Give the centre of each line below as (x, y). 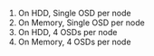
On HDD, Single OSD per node (74, 13)
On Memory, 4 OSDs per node (74, 42)
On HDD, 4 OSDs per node (67, 32)
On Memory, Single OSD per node (81, 23)
